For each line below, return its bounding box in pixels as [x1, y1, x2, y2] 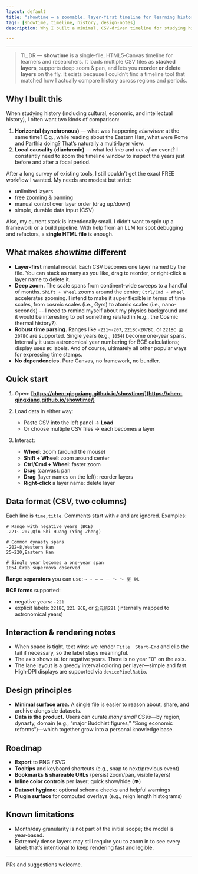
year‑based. [14, 832, 44, 839]
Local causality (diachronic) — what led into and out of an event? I [14, 146, 178, 153]
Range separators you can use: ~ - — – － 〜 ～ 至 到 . [6, 575, 140, 582]
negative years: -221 [14, 598, 65, 605]
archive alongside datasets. [14, 707, 82, 714]
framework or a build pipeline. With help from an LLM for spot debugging [6, 225, 184, 232]
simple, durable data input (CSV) [14, 207, 94, 214]
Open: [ [14, 390, 34, 397]
